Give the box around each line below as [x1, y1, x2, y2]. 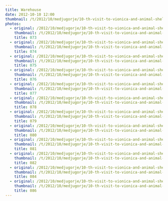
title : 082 [14, 160, 37, 165]
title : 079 [14, 118, 37, 124]
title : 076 [14, 77, 37, 82]
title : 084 [14, 174, 37, 180]
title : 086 [14, 188, 37, 193]
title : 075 [14, 63, 37, 68]
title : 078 [14, 105, 37, 110]
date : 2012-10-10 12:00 [5, 12, 55, 17]
